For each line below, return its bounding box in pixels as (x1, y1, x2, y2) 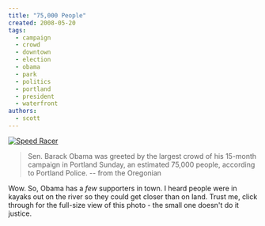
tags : (8, 26, 26, 34)
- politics (15, 77, 51, 85)
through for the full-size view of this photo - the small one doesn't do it (8, 200, 240, 209)
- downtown (15, 48, 51, 56)
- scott (15, 115, 41, 122)
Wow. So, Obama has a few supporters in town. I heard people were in (8, 183, 237, 193)
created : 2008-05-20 (8, 19, 77, 27)
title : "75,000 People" (8, 11, 87, 20)
